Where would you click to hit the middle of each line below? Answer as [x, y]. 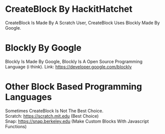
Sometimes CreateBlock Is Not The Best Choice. [54, 111]
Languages [28, 97]
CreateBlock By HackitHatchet [69, 9]
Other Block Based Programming [74, 87]
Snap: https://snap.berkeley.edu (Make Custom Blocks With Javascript [77, 121]
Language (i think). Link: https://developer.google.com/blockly [68, 67]
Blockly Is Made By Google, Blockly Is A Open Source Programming [74, 61]
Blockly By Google [43, 48]
